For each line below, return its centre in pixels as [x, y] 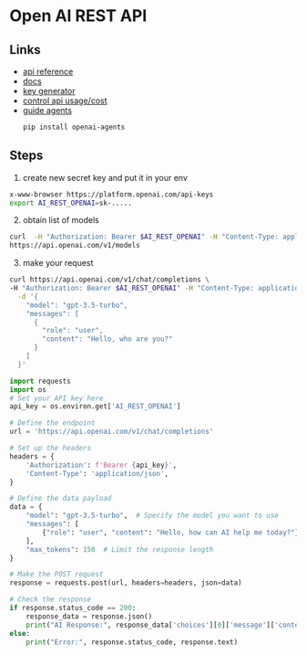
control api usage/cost [65, 101]
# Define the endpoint [52, 423]
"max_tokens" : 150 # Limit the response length [120, 549]
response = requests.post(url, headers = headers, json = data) [126, 583]
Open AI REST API [78, 16]
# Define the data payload [61, 499]
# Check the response [51, 599]
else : [20, 633]
